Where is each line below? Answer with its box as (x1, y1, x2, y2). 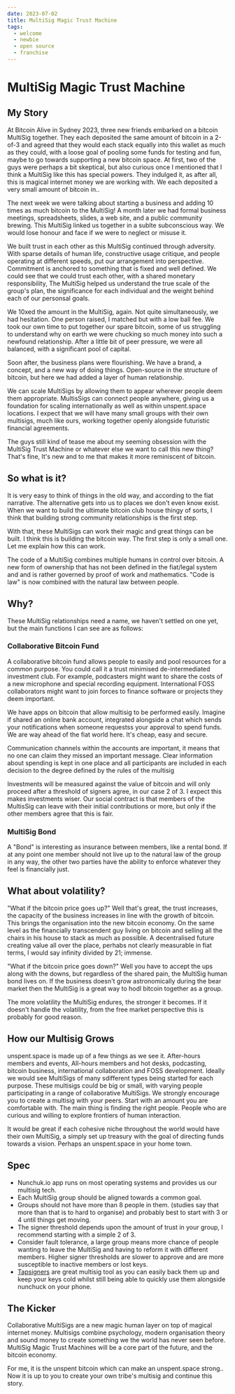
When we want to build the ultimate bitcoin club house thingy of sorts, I (7, 506, 213, 514)
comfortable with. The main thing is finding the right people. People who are (7, 1103, 227, 1112)
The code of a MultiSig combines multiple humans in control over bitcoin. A (7, 555, 224, 564)
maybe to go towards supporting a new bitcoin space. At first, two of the (7, 155, 216, 164)
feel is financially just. (7, 865, 70, 874)
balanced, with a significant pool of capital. (7, 344, 131, 353)
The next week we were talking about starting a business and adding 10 (7, 199, 214, 207)
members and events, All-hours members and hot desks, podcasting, (7, 1059, 207, 1067)
